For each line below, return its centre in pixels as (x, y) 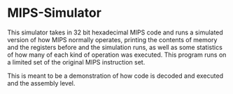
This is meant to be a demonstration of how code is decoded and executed (115, 76)
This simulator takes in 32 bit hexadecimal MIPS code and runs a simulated (115, 32)
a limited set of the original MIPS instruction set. (76, 62)
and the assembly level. (41, 83)
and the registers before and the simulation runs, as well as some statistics (115, 47)
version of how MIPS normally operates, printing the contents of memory (112, 39)
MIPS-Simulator (54, 13)
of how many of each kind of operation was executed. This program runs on (117, 55)
